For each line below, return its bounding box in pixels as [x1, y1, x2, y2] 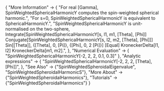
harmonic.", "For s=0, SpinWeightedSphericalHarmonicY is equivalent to [5, 15, 156, 21]
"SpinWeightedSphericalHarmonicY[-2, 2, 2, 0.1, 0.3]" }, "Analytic [5, 53, 141, 59]
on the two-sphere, [29, 26, 70, 32]
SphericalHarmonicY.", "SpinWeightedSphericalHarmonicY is [5, 20, 132, 26]
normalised [5, 26, 29, 32]
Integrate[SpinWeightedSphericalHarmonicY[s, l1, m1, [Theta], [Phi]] [5, 32, 147, 37]
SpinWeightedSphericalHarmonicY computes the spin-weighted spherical [5, 10, 159, 16]
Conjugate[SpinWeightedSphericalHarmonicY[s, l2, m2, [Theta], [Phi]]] [5, 37, 153, 43]
